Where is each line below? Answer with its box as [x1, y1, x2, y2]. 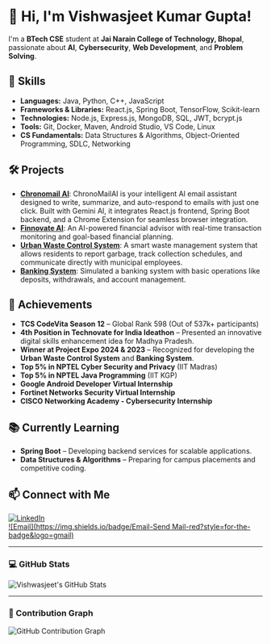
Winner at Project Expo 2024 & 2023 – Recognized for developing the [19, 345, 255, 354]
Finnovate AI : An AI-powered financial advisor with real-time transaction [19, 223, 262, 232]
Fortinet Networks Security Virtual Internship [19, 387, 176, 398]
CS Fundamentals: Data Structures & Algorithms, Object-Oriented [19, 130, 240, 140]
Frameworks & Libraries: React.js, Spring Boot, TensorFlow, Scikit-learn [19, 104, 261, 114]
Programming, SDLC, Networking [19, 139, 131, 148]
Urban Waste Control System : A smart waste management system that [19, 240, 258, 249]
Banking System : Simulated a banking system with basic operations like [19, 266, 261, 275]
